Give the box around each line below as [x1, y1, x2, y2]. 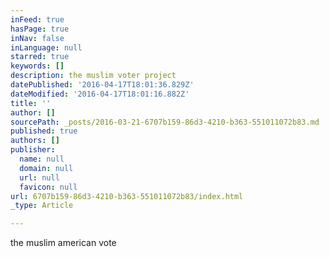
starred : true [10, 52, 70, 62]
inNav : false [10, 33, 65, 43]
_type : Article [10, 201, 74, 211]
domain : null [19, 163, 74, 173]
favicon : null [19, 182, 78, 192]
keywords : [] [10, 61, 65, 71]
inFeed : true [10, 14, 65, 25]
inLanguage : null [10, 42, 83, 53]
